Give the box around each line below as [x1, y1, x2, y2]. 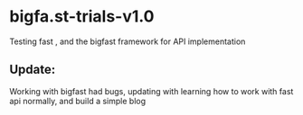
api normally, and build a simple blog [9, 95, 147, 106]
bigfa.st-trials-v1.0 [9, 6, 155, 27]
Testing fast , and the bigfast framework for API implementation [9, 36, 246, 47]
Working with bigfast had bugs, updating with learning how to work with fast [9, 85, 294, 96]
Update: [9, 62, 56, 77]
